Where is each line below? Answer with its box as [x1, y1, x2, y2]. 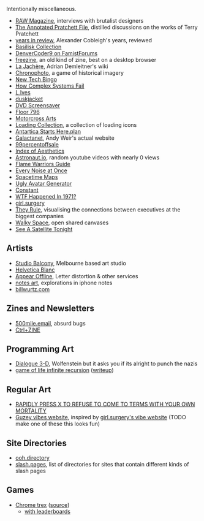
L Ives [15, 89, 31, 96]
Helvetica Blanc [15, 266, 55, 273]
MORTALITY [15, 407, 47, 414]
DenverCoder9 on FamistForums [15, 50, 98, 57]
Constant [15, 186, 39, 194]
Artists [6, 243, 34, 254]
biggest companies [15, 213, 64, 219]
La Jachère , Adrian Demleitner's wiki [15, 63, 108, 70]
